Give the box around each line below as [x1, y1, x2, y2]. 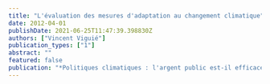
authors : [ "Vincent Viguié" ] [8, 34, 106, 42]
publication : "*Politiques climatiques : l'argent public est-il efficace [8, 64, 264, 72]
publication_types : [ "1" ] [8, 42, 95, 50]
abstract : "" [8, 49, 52, 57]
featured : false [8, 57, 63, 65]
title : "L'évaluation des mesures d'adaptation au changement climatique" [8, 11, 264, 20]
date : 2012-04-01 [8, 19, 67, 27]
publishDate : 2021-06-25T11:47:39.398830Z [8, 26, 153, 34]
